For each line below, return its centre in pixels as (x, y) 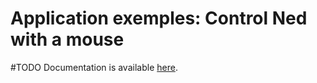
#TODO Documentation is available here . (94, 67)
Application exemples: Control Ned (159, 18)
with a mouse (67, 39)
